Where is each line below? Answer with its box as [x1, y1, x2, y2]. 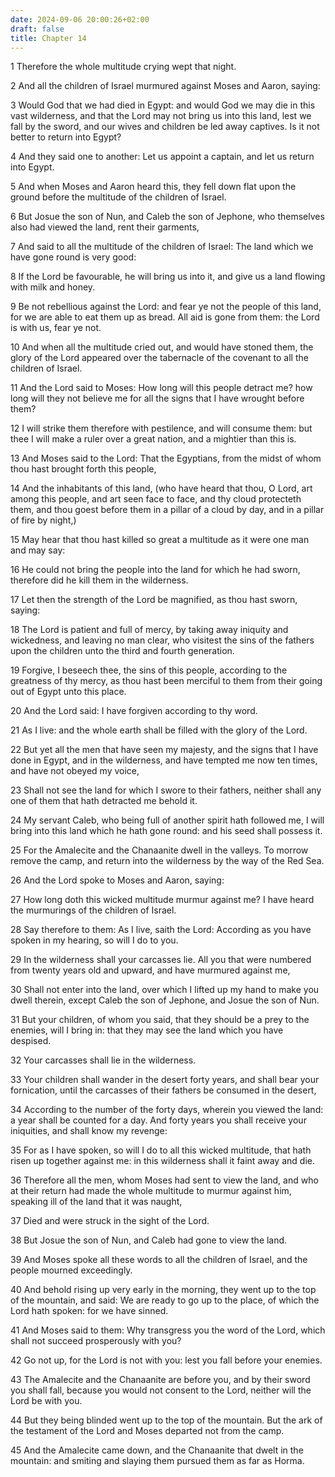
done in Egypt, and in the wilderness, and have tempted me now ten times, [10, 754, 318, 766]
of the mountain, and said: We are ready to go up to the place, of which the [10, 1294, 320, 1306]
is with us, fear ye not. [10, 322, 102, 334]
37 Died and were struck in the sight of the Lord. [10, 1215, 210, 1227]
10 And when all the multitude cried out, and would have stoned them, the [10, 341, 314, 353]
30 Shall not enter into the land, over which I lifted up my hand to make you [10, 984, 320, 996]
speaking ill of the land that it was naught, [10, 1196, 183, 1208]
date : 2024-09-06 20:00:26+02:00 [10, 14, 150, 25]
